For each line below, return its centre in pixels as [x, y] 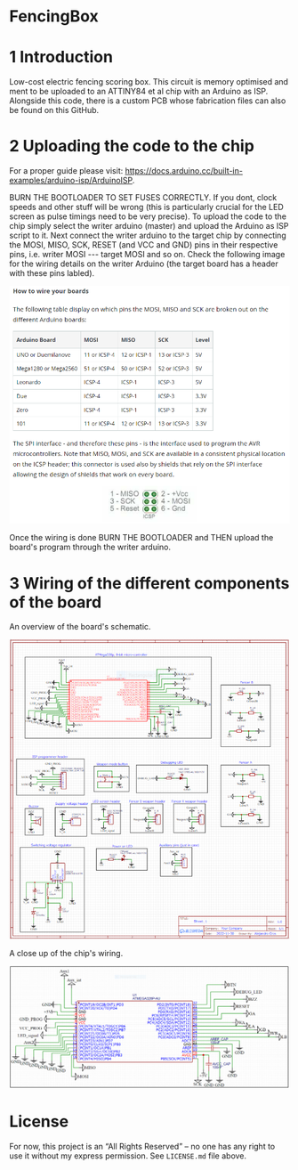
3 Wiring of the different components [149, 583]
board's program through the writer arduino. [90, 547]
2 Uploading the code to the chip [132, 146]
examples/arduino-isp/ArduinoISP [71, 181]
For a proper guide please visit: [66, 171]
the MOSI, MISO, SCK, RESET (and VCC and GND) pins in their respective [144, 245]
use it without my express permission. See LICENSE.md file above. [128, 1156]
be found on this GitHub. [54, 110]
